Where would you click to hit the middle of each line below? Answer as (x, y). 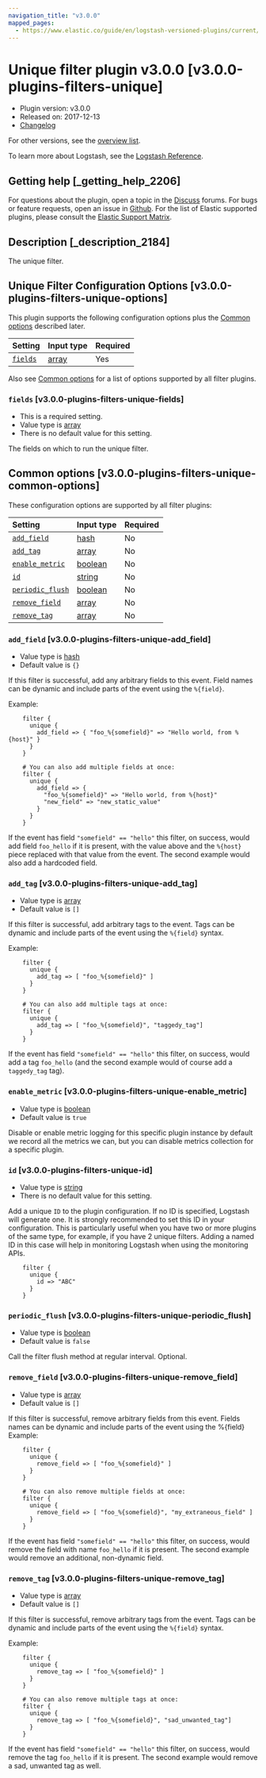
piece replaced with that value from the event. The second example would (129, 855)
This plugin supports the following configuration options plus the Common (129, 317)
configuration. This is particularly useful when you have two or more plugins (133, 1228)
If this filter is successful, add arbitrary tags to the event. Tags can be (122, 925)
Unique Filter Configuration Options (98, 286)
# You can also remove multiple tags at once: (101, 1699)
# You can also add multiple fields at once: (99, 768)
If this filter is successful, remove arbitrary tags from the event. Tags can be (132, 1619)
